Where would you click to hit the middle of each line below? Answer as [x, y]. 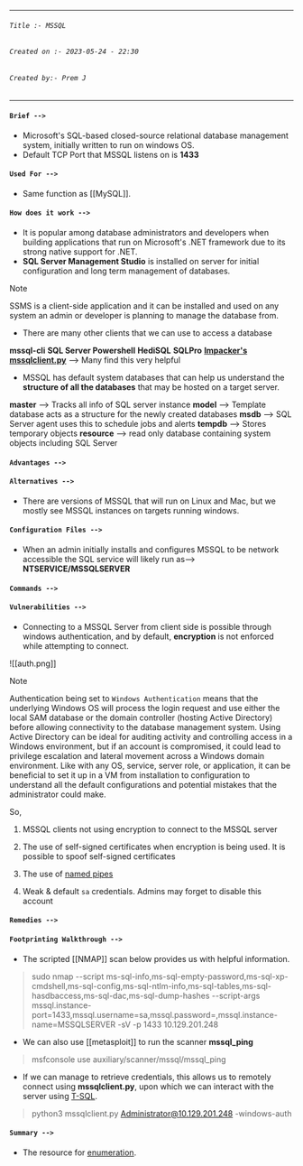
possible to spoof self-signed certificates [99, 856]
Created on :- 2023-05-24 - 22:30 [74, 52]
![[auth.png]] [33, 663]
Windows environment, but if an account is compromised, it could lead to [145, 746]
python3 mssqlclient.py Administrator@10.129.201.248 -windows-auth [161, 1113]
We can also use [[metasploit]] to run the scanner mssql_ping [138, 1041]
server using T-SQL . [60, 1096]
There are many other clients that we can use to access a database [147, 333]
